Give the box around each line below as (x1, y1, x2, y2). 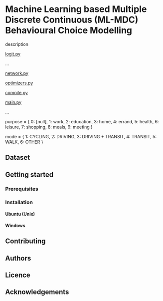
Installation (5, 199, 33, 206)
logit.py (5, 51, 21, 57)
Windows (5, 222, 25, 228)
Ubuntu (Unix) (5, 211, 35, 217)
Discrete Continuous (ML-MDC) (5, 14, 139, 25)
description (5, 41, 29, 47)
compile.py (5, 89, 28, 95)
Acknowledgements (5, 288, 69, 297)
